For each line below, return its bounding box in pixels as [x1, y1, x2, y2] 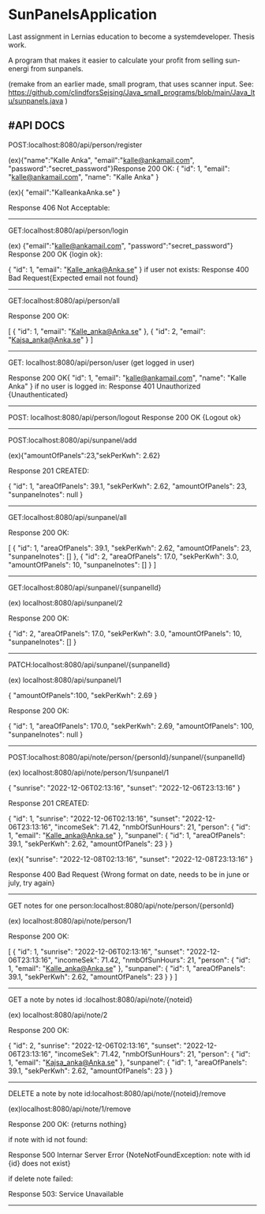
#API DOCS [8, 119, 65, 132]
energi [8, 63, 29, 73]
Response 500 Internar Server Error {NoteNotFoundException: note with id [8, 1150, 251, 1159]
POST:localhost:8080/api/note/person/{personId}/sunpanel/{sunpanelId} [8, 752, 246, 761]
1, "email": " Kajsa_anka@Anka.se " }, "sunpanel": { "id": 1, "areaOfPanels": [8, 1057, 248, 1067]
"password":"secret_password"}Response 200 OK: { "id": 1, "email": [8, 164, 230, 173]
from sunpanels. [30, 63, 84, 73]
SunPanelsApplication [8, 6, 158, 24]
